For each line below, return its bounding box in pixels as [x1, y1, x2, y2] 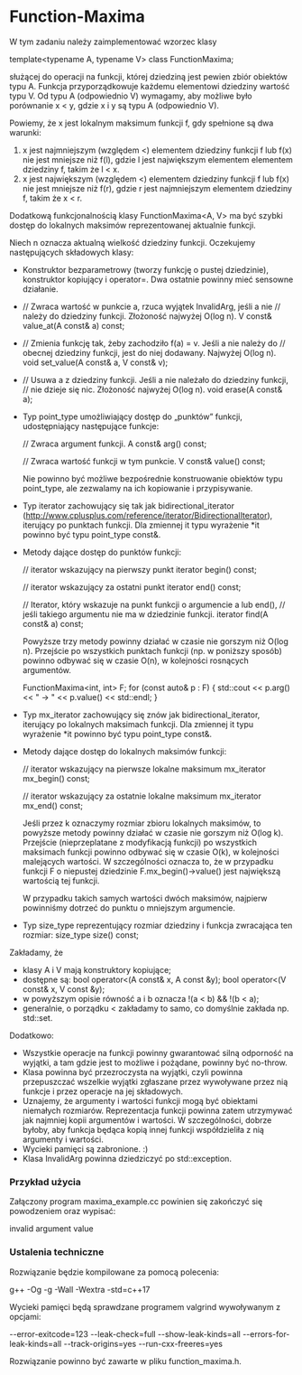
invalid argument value [9, 1223, 94, 1234]
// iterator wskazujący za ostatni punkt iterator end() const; [22, 581, 242, 593]
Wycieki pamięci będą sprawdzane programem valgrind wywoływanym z [9, 1301, 281, 1312]
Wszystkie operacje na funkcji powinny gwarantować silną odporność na [22, 1047, 294, 1058]
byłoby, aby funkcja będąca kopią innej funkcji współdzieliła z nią [22, 1124, 264, 1135]
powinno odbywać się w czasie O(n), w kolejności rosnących [22, 655, 250, 666]
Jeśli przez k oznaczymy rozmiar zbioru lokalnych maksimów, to [22, 818, 261, 828]
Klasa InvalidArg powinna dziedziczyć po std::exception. [22, 1153, 233, 1164]
